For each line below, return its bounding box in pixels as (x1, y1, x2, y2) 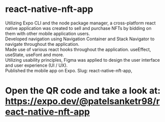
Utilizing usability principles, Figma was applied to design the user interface (5, 57, 160, 63)
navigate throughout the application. (5, 41, 80, 47)
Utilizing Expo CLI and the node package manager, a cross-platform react (5, 20, 156, 26)
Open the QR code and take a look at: (5, 85, 161, 97)
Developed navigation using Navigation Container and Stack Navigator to (5, 36, 155, 42)
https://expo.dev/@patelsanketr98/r (5, 96, 160, 107)
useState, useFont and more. (5, 51, 65, 58)
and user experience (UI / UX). (5, 62, 68, 68)
